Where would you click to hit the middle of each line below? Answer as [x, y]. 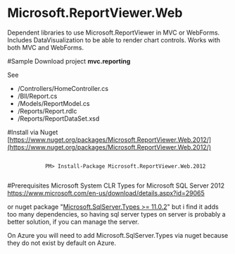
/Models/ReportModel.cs [53, 103]
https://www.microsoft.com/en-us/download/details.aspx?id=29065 [106, 193]
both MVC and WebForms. [46, 47]
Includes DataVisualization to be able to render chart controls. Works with [114, 40]
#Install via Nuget [33, 132]
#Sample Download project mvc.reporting [69, 61]
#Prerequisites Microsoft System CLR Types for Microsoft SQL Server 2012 [116, 186]
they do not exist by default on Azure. [62, 243]
